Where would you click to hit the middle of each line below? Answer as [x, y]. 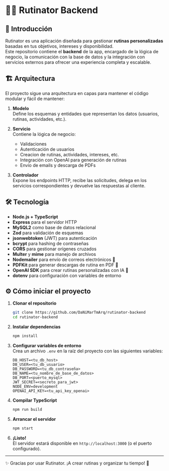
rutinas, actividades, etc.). [39, 119]
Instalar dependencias [36, 327]
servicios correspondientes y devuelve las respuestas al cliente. [79, 185]
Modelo [21, 108]
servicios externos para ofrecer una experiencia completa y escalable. [78, 62]
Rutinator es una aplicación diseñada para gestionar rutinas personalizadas [84, 41]
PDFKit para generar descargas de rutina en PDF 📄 [65, 265]
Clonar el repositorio [34, 303]
